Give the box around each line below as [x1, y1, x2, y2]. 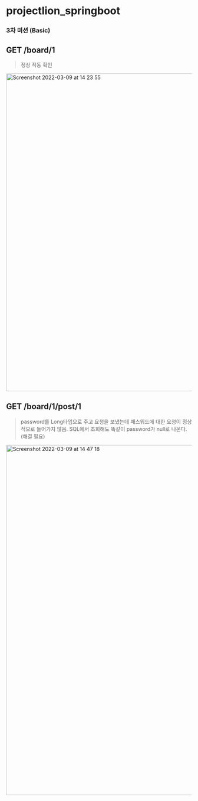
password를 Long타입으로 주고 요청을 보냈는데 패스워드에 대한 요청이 [20, 418, 181, 425]
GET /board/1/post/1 [6, 401, 81, 411]
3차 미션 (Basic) [6, 27, 51, 35]
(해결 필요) [20, 433, 45, 440]
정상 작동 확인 [20, 61, 52, 68]
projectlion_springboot [6, 4, 121, 18]
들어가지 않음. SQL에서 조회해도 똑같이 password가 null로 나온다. [36, 425, 187, 432]
